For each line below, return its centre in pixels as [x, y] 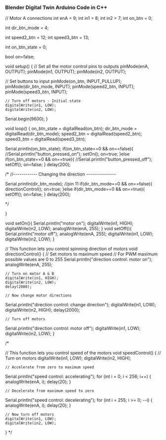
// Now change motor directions [38, 296]
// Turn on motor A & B [30, 274]
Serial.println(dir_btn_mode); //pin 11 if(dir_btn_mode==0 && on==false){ [79, 184]
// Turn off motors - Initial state [43, 101]
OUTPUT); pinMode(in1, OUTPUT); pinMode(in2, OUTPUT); [66, 72]
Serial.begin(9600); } [27, 119]
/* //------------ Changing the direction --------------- [61, 174]
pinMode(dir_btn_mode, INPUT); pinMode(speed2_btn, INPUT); [70, 87]
